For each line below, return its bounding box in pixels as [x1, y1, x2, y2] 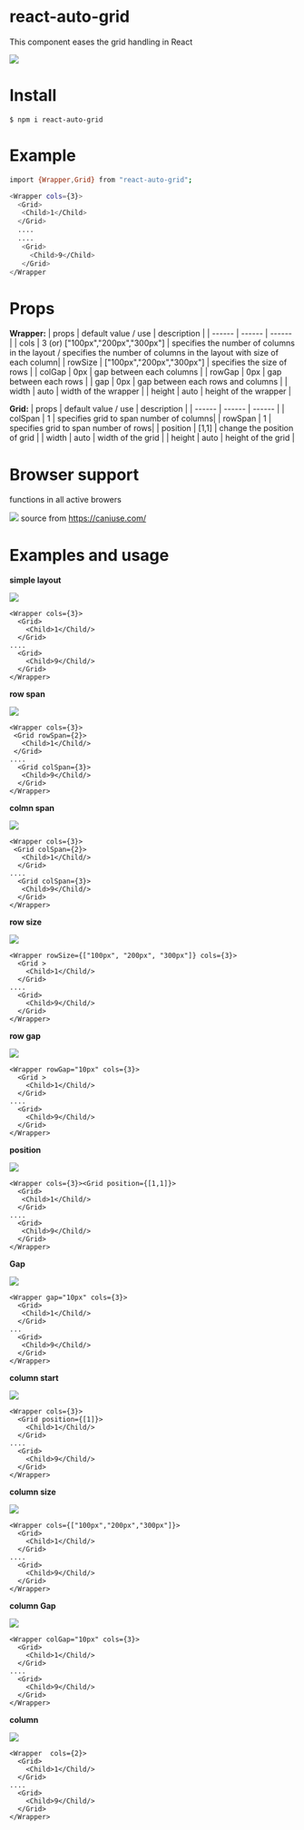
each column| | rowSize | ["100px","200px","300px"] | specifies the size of [9, 357, 288, 368]
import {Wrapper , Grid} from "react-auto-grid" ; [9, 175, 193, 184]
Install [9, 85, 57, 106]
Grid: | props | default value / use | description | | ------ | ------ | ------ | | [9, 404, 285, 415]
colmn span [9, 803, 55, 814]
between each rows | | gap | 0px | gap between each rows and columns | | [9, 377, 288, 387]
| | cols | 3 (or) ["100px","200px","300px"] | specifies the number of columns [9, 338, 295, 348]
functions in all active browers [9, 494, 123, 505]
